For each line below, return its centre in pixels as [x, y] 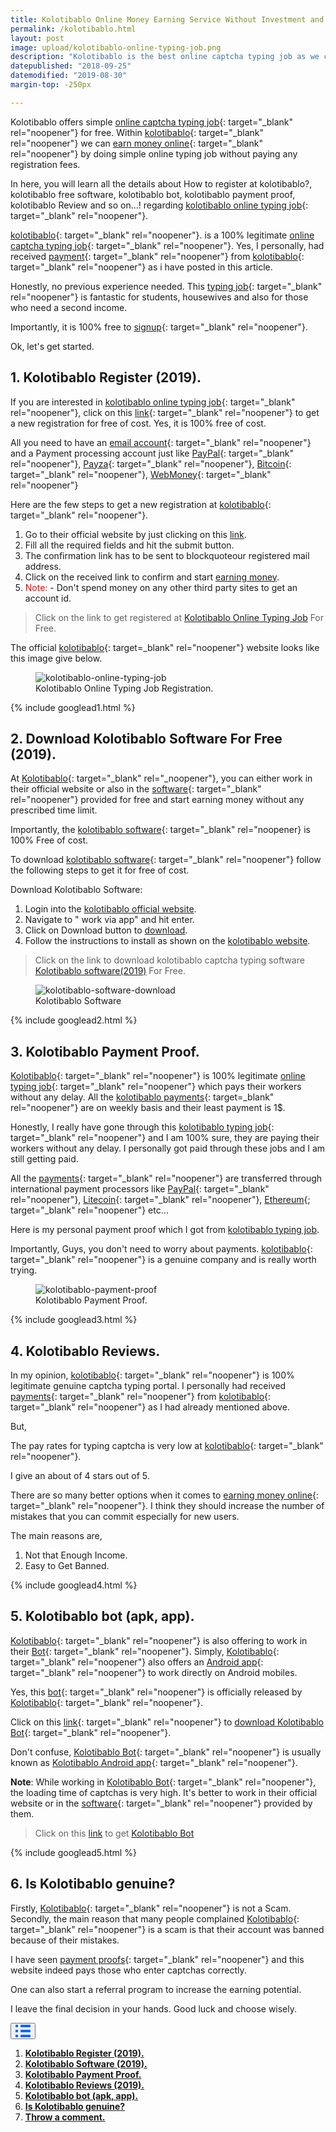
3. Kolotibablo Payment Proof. [105, 1051]
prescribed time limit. [54, 810]
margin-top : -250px [51, 85]
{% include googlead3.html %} [74, 1320]
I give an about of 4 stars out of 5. [80, 1475]
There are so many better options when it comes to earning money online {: [164, 1495]
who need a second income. [69, 307]
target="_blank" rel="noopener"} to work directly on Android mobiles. [154, 1672]
